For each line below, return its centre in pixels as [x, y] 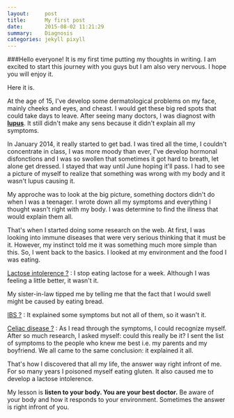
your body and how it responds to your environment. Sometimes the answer [116, 400]
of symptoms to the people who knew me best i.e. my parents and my [107, 343]
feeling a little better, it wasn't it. [53, 281]
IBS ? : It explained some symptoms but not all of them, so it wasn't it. [107, 315]
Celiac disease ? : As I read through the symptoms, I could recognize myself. [117, 328]
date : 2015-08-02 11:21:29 [56, 26]
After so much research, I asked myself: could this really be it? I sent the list [116, 336]
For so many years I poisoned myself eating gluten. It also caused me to [110, 371]
